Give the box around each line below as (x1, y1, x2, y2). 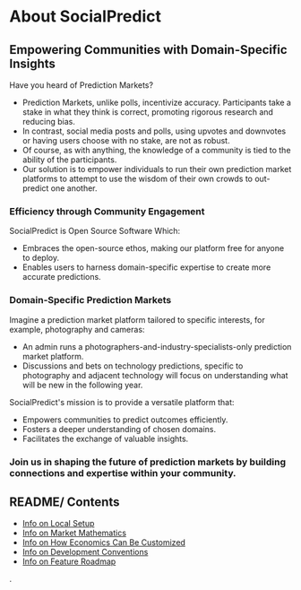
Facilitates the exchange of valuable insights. (21, 433, 189, 444)
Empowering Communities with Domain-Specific (9, 42, 288, 57)
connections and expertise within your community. (9, 466, 236, 479)
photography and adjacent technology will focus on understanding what (21, 369, 288, 380)
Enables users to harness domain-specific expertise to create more (21, 262, 271, 273)
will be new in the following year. (21, 379, 143, 390)
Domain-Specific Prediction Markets (9, 294, 172, 307)
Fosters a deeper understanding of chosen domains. (21, 423, 217, 434)
